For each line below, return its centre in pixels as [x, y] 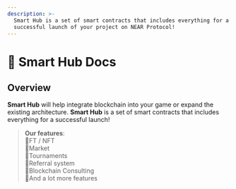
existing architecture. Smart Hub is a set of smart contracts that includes [113, 112]
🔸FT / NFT [40, 141]
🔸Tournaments [46, 156]
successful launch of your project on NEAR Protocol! [94, 27]
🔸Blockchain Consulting [59, 171]
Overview [29, 88]
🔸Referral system [50, 164]
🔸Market [37, 148]
